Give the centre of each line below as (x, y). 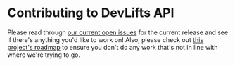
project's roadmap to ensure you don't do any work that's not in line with (113, 47)
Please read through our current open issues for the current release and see (118, 32)
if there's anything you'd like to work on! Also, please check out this (106, 39)
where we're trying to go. (44, 55)
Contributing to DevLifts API (91, 13)
